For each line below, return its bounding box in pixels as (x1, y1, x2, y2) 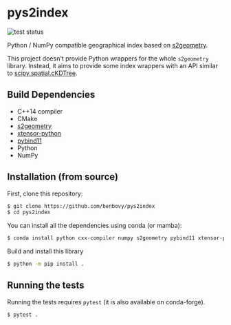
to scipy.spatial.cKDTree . (7, 69, 78, 77)
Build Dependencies (7, 89, 96, 101)
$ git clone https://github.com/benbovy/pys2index (7, 202, 155, 209)
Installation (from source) (7, 171, 119, 183)
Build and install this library (7, 247, 84, 255)
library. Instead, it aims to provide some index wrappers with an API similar (7, 61, 219, 70)
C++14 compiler (16, 107, 63, 115)
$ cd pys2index (7, 209, 51, 216)
